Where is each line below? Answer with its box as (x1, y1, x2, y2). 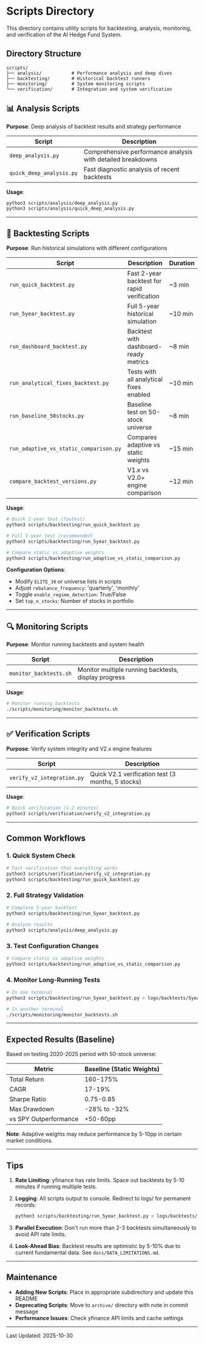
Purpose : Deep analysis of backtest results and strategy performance (6, 123, 182, 130)
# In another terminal (6, 1006, 64, 1012)
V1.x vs (127, 466, 149, 474)
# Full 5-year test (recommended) (6, 532, 94, 539)
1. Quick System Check (6, 851, 76, 860)
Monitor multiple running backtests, (77, 666, 179, 674)
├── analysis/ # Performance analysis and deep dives (6, 70, 172, 76)
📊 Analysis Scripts (6, 104, 80, 114)
